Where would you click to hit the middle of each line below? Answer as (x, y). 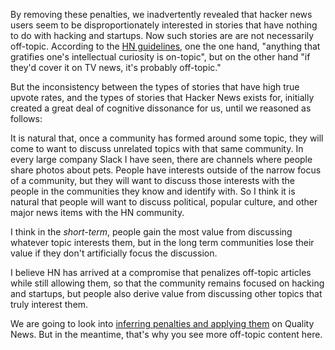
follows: (26, 118)
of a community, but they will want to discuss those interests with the (152, 180)
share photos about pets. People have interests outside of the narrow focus (166, 170)
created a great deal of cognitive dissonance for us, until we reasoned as (161, 108)
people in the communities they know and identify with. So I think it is (153, 191)
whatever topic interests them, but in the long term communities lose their (162, 242)
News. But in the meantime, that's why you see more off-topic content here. (166, 334)
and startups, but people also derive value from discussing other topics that (166, 293)
